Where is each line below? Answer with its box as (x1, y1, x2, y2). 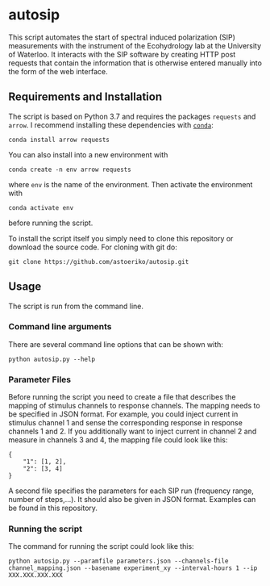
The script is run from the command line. (8, 301, 143, 311)
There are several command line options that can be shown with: (8, 339, 224, 349)
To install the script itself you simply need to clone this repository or (8, 233, 234, 243)
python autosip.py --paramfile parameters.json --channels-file (8, 557, 229, 566)
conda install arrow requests (8, 136, 110, 144)
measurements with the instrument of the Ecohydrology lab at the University (8, 40, 262, 50)
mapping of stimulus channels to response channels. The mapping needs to (8, 401, 260, 411)
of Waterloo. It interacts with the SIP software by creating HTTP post (8, 49, 236, 59)
